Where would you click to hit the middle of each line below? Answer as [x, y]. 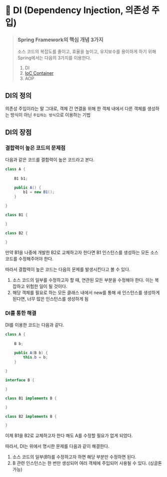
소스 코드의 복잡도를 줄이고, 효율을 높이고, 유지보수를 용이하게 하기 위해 [87, 52]
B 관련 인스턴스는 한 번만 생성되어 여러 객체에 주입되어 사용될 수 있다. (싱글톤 [87, 463]
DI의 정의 [18, 96]
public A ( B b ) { [31, 353]
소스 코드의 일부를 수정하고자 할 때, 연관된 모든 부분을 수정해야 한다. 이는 [83, 280]
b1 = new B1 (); [39, 192]
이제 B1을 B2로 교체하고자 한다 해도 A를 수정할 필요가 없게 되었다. [69, 436]
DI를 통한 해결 [21, 313]
